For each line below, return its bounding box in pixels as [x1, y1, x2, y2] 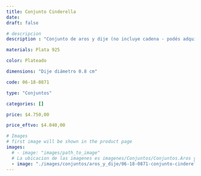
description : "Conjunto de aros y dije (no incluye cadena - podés [6, 36, 181, 42]
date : [6, 14, 20, 20]
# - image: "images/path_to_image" [11, 150, 100, 156]
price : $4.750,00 [6, 112, 50, 118]
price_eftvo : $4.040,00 [6, 122, 66, 128]
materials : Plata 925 [6, 47, 60, 53]
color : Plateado [6, 58, 47, 64]
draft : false [6, 20, 39, 26]
